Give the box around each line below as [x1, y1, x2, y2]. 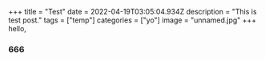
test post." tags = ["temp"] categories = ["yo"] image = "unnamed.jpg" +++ [8, 15, 257, 25]
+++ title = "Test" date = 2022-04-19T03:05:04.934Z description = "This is [8, 7, 258, 16]
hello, [8, 24, 26, 33]
